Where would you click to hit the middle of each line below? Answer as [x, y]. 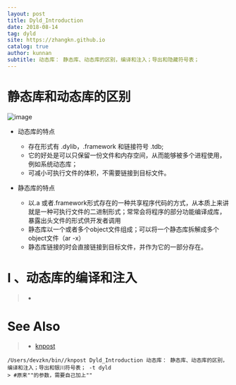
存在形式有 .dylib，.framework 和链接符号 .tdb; [96, 146]
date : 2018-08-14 [33, 27]
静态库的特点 [36, 188]
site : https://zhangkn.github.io [56, 40]
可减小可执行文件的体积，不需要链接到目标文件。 [99, 173]
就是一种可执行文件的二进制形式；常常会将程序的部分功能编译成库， [127, 212]
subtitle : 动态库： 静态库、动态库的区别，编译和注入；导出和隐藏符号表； [103, 60]
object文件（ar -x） [56, 238]
